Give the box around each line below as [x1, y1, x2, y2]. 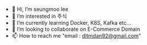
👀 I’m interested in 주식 [11, 12, 67, 20]
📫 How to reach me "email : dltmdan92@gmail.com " [11, 33, 141, 39]
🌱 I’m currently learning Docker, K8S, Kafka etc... [11, 20, 132, 26]
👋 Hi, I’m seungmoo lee [11, 6, 69, 12]
